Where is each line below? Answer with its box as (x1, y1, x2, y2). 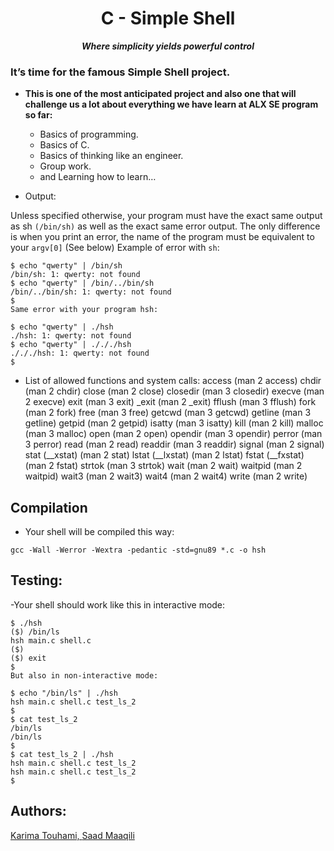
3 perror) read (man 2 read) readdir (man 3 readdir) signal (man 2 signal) (24, 438, 325, 451)
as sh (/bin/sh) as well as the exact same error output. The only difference (10, 220, 321, 232)
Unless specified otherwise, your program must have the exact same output (10, 210, 323, 222)
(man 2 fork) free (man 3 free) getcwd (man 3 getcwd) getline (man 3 (24, 407, 312, 419)
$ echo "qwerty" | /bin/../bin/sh (10, 278, 155, 289)
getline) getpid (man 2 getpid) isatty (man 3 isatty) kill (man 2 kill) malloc (24, 417, 324, 429)
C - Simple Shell (100, 7, 236, 30)
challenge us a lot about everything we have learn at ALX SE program (24, 98, 319, 111)
